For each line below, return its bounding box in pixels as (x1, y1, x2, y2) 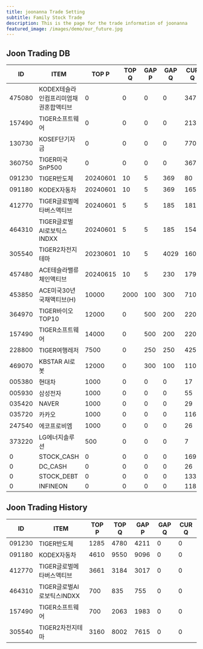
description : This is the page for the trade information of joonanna (6, 20, 188, 26)
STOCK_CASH (39, 452, 80, 461)
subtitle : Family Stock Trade (6, 15, 83, 21)
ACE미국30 (39, 286, 71, 295)
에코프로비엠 (39, 422, 72, 430)
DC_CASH (39, 463, 68, 471)
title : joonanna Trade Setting (6, 8, 85, 15)
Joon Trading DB (6, 48, 71, 58)
